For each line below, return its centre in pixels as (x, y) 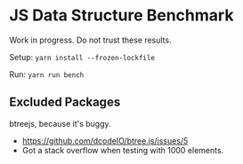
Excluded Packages (65, 102)
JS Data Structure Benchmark (121, 16)
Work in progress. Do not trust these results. (90, 40)
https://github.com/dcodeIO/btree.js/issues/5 (105, 141)
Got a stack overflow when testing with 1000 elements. (123, 150)
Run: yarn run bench (47, 74)
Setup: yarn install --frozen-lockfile (82, 57)
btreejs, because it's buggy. (60, 123)
